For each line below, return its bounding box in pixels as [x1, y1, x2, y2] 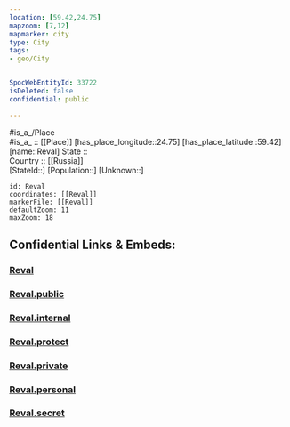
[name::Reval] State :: [9, 146, 88, 157]
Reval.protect [9, 335, 69, 348]
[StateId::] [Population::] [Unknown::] [9, 165, 144, 175]
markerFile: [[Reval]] [9, 197, 93, 206]
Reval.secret [9, 407, 65, 419]
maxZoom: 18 [9, 213, 53, 222]
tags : [9, 46, 29, 55]
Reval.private [9, 359, 68, 372]
